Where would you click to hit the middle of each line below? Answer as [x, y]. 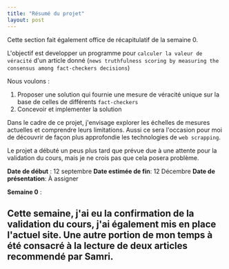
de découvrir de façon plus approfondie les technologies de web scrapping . [114, 137]
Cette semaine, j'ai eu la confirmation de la [101, 213]
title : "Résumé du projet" [46, 13]
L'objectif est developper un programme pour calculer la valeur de [105, 53]
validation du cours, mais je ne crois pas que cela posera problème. [103, 158]
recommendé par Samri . [60, 256]
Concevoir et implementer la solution [69, 109]
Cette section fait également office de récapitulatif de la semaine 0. [103, 39]
